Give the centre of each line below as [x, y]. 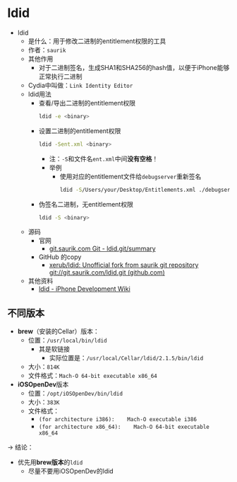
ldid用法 [39, 94]
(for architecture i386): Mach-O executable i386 [118, 420]
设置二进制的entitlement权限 [80, 131]
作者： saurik [47, 50]
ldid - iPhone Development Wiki [84, 289]
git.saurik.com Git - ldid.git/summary [103, 248]
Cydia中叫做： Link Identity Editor [80, 85]
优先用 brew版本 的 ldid [50, 462]
